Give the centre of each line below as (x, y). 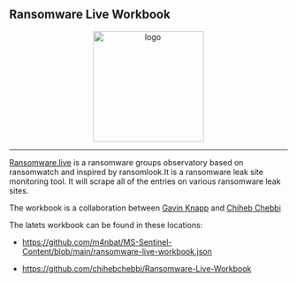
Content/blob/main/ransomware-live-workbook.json (117, 251)
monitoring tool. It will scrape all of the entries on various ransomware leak (145, 181)
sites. (19, 190)
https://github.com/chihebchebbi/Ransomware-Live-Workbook (137, 268)
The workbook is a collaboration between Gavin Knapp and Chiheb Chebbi (145, 208)
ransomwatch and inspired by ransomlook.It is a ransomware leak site (136, 172)
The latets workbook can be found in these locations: (106, 225)
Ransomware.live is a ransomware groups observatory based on (126, 162)
